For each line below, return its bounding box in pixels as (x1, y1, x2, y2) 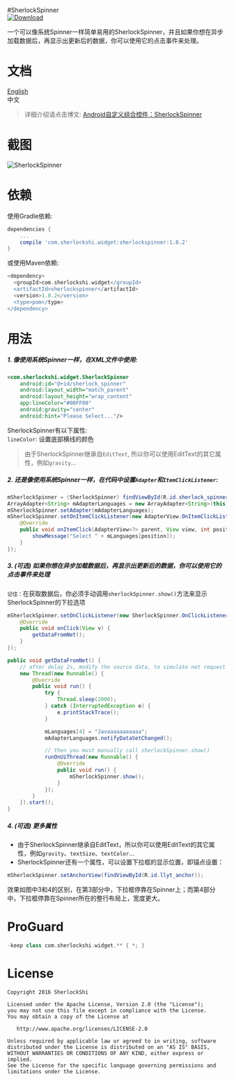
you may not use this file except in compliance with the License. (7, 1007, 208, 1014)
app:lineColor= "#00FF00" (19, 399, 92, 407)
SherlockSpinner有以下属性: (7, 426, 88, 434)
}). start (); (19, 799, 54, 806)
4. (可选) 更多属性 (7, 821, 58, 830)
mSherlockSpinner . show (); (69, 773, 145, 780)
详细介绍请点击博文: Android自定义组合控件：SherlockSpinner (24, 110, 202, 118)
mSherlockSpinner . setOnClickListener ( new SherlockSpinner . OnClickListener (7, 612, 229, 619)
